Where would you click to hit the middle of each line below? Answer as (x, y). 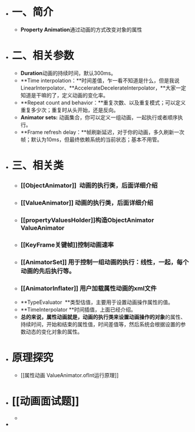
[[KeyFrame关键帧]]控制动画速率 (67, 244)
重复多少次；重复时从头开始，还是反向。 (70, 110)
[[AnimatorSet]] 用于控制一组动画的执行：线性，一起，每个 (105, 262)
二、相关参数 (43, 56)
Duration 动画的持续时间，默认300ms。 (68, 73)
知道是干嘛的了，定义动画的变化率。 (65, 95)
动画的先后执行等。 (48, 271)
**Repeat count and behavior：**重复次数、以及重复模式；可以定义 (103, 102)
